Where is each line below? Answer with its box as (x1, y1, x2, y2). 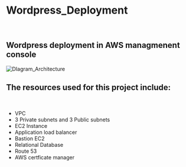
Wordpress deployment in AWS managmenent (6, 40, 180, 50)
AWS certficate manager (14, 153, 75, 160)
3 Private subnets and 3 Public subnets (14, 116, 110, 123)
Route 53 (14, 147, 37, 155)
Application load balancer (14, 129, 77, 136)
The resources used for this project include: (6, 82, 171, 92)
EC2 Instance (14, 122, 48, 129)
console (6, 50, 37, 60)
